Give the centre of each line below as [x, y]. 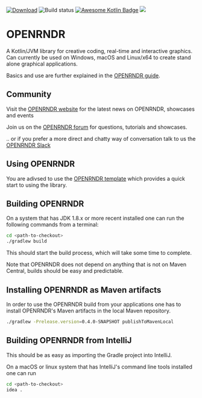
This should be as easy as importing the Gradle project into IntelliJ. [89, 355]
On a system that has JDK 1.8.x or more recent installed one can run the [95, 218]
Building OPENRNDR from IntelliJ [69, 340]
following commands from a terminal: [52, 225]
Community [29, 94]
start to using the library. [37, 185]
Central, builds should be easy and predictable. [65, 271]
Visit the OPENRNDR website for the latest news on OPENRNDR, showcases [100, 109]
